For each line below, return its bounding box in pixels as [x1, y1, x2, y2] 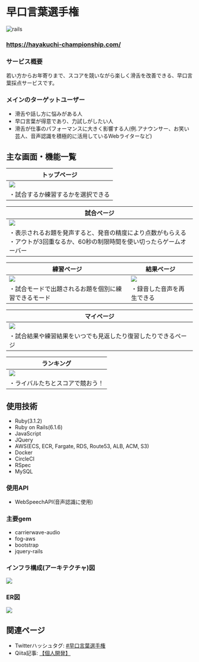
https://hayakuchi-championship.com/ [6, 40, 121, 48]
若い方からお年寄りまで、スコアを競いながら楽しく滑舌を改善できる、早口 [6, 72, 188, 79]
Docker [14, 449, 33, 456]
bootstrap [14, 541, 39, 548]
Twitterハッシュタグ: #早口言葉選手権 [14, 642, 106, 650]
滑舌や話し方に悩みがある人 [14, 111, 83, 118]
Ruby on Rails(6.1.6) [14, 424, 63, 431]
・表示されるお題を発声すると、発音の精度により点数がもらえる [9, 229, 187, 237]
